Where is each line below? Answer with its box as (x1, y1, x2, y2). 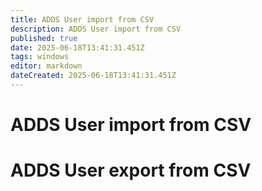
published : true (10, 33, 78, 43)
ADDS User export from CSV (10, 159, 252, 182)
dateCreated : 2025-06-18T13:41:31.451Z (10, 71, 177, 81)
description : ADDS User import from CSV (10, 24, 182, 34)
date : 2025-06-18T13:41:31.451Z (10, 42, 145, 53)
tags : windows (10, 52, 70, 62)
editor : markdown (10, 61, 83, 71)
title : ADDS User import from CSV (10, 14, 155, 25)
